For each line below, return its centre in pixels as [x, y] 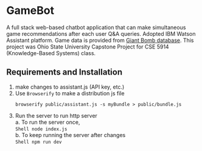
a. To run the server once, [47, 122]
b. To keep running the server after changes [70, 135]
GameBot [30, 11]
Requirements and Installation [64, 72]
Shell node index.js [41, 129]
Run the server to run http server [56, 115]
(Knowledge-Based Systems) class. [51, 53]
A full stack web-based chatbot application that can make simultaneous [96, 27]
